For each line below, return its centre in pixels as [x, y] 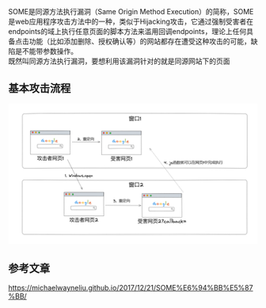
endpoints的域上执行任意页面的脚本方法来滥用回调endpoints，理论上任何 [127, 31]
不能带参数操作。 [49, 51]
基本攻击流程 [40, 88]
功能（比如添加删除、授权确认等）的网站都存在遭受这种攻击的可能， [140, 41]
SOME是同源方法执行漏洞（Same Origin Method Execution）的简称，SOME [131, 11]
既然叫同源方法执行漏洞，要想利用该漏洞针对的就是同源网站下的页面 [119, 61]
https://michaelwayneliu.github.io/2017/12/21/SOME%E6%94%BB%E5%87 [131, 288]
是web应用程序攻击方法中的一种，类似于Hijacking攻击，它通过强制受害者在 [131, 21]
